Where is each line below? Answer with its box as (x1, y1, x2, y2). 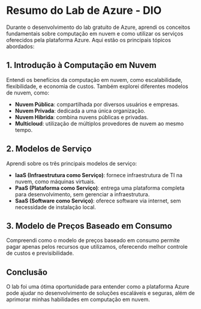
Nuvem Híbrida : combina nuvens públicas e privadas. (14, 113, 149, 120)
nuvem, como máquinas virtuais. (14, 178, 96, 185)
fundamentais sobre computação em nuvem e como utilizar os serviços (6, 30, 184, 37)
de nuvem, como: (6, 89, 50, 96)
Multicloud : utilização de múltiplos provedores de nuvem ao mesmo (14, 120, 184, 127)
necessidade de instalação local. (14, 203, 96, 211)
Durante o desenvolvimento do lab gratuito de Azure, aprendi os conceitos (6, 23, 191, 31)
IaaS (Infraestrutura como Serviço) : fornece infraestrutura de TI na (14, 171, 183, 178)
